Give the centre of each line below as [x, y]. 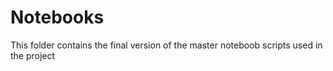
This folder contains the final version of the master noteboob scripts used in [166, 45]
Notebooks [57, 17]
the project [33, 55]
